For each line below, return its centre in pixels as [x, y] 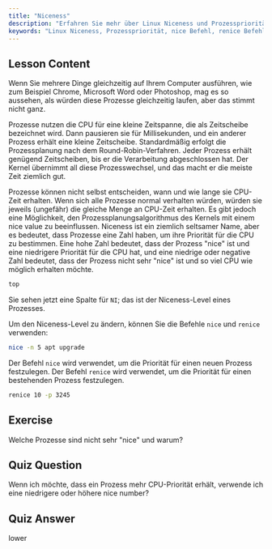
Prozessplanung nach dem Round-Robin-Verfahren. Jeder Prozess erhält [130, 151]
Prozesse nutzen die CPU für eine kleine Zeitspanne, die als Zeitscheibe [128, 125]
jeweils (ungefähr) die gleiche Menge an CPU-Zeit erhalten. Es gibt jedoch [132, 209]
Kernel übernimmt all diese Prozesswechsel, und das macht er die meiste [130, 168]
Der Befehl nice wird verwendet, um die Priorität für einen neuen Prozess [130, 363]
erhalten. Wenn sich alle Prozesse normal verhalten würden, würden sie [143, 201]
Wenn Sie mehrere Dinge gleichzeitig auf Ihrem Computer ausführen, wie [130, 83]
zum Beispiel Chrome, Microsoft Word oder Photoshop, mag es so [119, 92]
